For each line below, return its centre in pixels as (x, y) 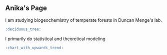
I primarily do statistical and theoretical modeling (55, 39)
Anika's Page (26, 8)
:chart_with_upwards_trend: (34, 48)
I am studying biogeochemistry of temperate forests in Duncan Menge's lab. (84, 20)
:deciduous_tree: (23, 29)
